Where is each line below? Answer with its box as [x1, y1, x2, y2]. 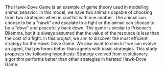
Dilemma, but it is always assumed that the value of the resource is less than [5, 30, 160, 36]
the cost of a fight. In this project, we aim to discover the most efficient [5, 35, 148, 41]
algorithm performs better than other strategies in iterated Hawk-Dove [5, 56, 147, 62]
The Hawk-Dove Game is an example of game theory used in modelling [5, 4, 149, 10]
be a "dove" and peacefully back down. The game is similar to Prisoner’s [5, 25, 152, 31]
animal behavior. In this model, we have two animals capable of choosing [5, 9, 153, 15]
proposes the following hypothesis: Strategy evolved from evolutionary [5, 51, 148, 57]
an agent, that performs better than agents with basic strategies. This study [5, 46, 158, 51]
